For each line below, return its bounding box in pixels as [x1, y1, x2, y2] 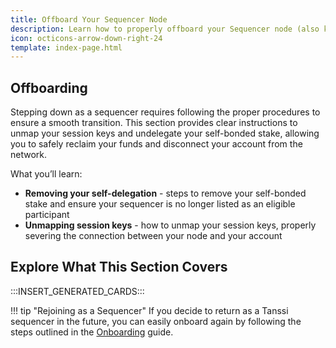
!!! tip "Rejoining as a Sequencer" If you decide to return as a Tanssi [10, 304, 289, 316]
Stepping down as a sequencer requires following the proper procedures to [10, 106, 321, 118]
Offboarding [10, 79, 88, 96]
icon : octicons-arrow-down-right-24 [10, 33, 163, 43]
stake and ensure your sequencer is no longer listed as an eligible [24, 198, 296, 210]
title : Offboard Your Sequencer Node [10, 14, 168, 25]
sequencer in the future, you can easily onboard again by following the [10, 315, 302, 327]
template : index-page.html [10, 42, 123, 53]
